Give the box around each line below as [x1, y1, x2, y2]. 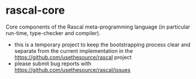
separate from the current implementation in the [14, 47, 133, 54]
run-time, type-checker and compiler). [5, 29, 101, 36]
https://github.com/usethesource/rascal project [14, 53, 132, 61]
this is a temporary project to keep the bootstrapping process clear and [14, 41, 191, 48]
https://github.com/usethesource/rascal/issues [14, 66, 131, 73]
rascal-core [5, 4, 65, 17]
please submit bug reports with [14, 60, 92, 67]
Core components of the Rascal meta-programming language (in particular [5, 23, 191, 30]
